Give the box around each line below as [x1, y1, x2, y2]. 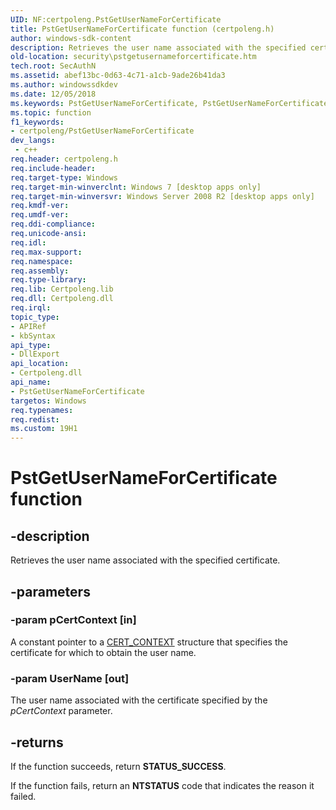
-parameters [10, 583, 91, 600]
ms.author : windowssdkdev [10, 80, 118, 90]
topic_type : [10, 312, 60, 322]
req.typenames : [10, 405, 74, 415]
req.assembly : [10, 266, 70, 276]
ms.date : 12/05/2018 [10, 89, 97, 99]
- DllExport [10, 349, 60, 360]
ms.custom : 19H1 [10, 424, 78, 434]
